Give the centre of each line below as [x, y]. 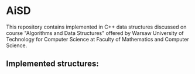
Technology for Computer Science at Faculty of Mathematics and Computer [97, 39]
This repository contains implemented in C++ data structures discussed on [96, 27]
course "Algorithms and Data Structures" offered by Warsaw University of [95, 33]
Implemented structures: [52, 64]
